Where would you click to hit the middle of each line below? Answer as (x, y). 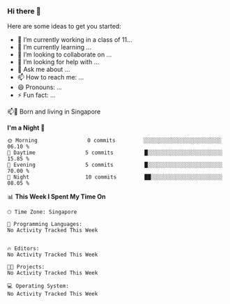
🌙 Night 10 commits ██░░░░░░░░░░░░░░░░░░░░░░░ (115, 177)
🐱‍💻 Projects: (26, 267)
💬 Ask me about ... (44, 70)
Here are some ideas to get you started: (64, 26)
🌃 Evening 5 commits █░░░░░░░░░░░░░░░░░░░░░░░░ (115, 165)
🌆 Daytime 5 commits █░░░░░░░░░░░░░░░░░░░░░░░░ (115, 153)
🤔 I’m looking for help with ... (58, 62)
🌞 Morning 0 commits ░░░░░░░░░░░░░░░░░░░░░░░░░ (114, 141)
